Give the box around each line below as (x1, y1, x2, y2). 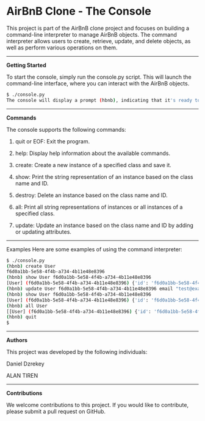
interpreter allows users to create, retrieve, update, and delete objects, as (6, 37, 191, 45)
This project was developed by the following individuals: (6, 348, 148, 356)
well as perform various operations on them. (6, 44, 118, 51)
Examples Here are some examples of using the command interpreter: (6, 245, 182, 253)
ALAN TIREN (6, 372, 38, 380)
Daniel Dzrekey (6, 360, 45, 367)
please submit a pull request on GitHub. (6, 408, 106, 416)
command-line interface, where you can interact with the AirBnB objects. (6, 79, 190, 87)
